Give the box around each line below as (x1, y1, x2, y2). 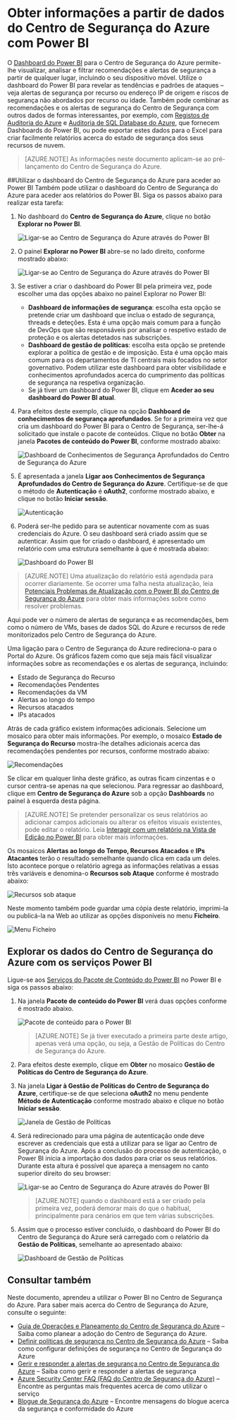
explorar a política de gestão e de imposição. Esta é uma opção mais (27, 348, 228, 356)
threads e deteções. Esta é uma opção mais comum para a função (27, 318, 221, 327)
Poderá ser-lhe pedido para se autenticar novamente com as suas (17, 522, 210, 530)
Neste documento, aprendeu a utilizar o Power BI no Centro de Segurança (7, 1293, 223, 1301)
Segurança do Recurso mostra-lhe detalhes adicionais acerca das (7, 739, 201, 747)
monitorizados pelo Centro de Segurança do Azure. (7, 630, 157, 639)
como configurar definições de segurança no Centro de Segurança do (17, 1344, 222, 1353)
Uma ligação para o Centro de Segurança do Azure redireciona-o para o (7, 644, 217, 652)
